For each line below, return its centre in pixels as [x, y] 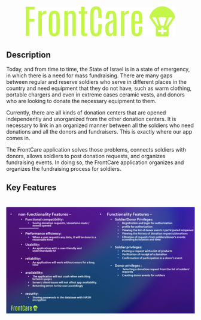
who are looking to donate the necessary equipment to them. [81, 101]
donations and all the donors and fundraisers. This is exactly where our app [99, 132]
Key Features [31, 188]
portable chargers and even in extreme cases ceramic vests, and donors [96, 95]
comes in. [18, 138]
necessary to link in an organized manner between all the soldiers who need [100, 125]
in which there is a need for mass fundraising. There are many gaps [89, 76]
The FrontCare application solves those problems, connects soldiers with [96, 150]
